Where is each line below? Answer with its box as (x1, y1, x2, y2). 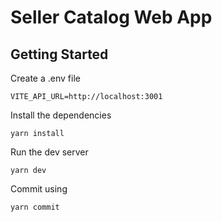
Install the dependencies (10, 109, 112, 121)
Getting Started (10, 46, 109, 63)
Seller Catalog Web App (10, 6, 213, 29)
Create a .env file (10, 72, 81, 84)
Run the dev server (10, 146, 89, 158)
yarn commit (10, 202, 60, 212)
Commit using (10, 183, 68, 195)
